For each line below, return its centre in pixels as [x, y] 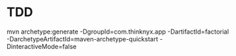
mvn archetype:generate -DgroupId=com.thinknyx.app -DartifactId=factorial [118, 31]
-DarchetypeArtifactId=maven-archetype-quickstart [82, 38]
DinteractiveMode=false [42, 46]
